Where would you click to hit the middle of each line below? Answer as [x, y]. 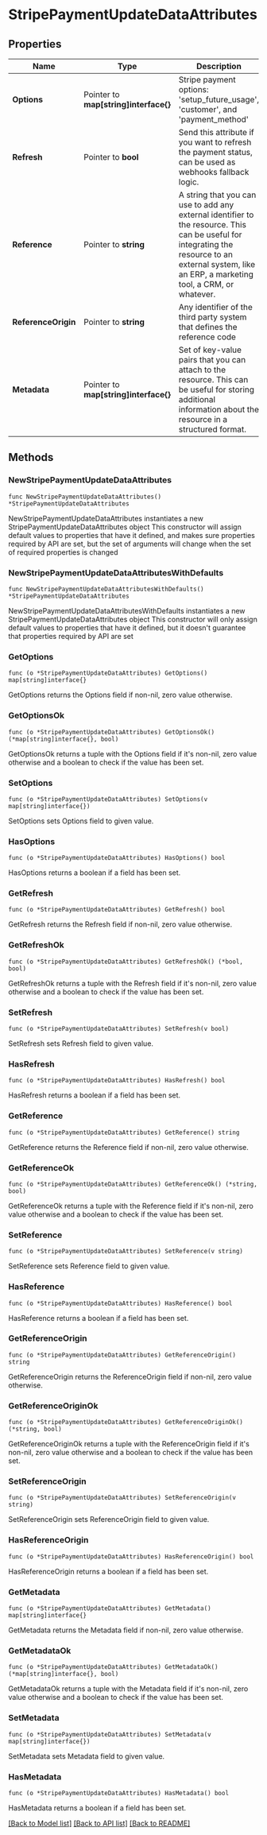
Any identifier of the [215, 307]
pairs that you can [212, 360]
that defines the [208, 327]
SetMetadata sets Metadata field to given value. [87, 1756]
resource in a [203, 419]
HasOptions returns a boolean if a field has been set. [95, 873]
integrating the [206, 244]
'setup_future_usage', [219, 99]
